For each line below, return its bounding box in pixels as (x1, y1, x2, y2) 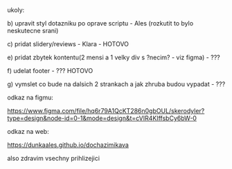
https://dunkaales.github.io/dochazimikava (7, 141, 130, 149)
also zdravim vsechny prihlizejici (7, 155, 100, 162)
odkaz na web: (7, 128, 50, 135)
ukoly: (7, 6, 25, 14)
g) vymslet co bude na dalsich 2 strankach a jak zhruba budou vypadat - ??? (7, 80, 226, 88)
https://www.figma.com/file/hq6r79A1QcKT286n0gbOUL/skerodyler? (7, 107, 205, 115)
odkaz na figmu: (7, 93, 53, 101)
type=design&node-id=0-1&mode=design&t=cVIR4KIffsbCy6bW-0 (7, 114, 197, 122)
